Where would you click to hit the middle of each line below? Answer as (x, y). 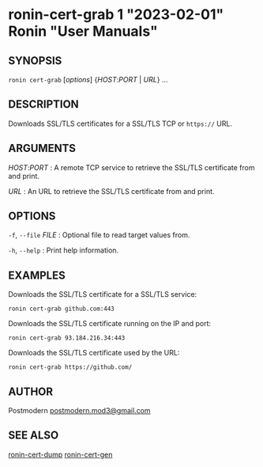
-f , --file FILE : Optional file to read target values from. (99, 235)
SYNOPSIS (35, 61)
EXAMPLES (37, 275)
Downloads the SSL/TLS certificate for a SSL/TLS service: (103, 294)
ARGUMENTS (42, 148)
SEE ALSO (34, 436)
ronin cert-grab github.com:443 (61, 309)
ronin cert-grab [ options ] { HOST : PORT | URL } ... (88, 80)
